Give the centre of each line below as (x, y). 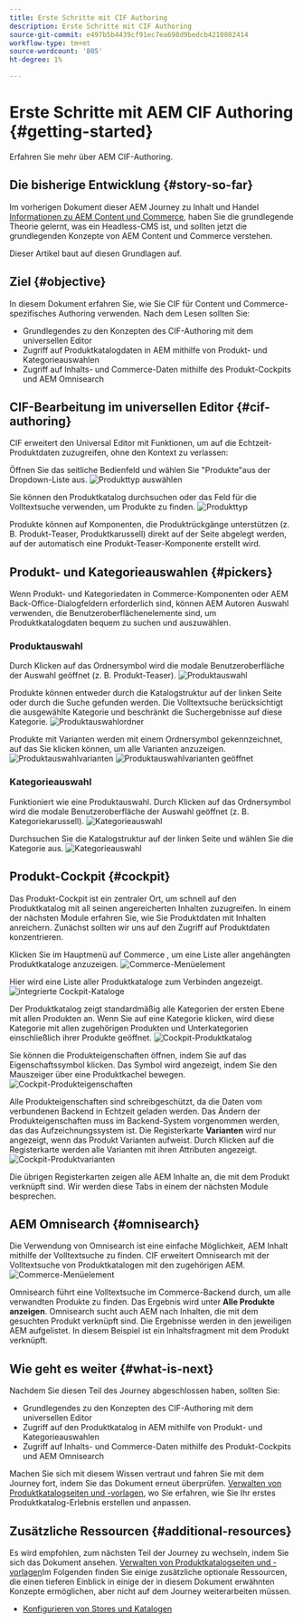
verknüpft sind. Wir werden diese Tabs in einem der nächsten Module (139, 1186)
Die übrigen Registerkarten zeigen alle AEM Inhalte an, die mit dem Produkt (149, 1176)
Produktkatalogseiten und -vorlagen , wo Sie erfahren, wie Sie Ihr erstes (142, 1493)
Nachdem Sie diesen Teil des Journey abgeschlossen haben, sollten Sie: (145, 1390)
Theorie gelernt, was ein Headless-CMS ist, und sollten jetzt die (128, 226)
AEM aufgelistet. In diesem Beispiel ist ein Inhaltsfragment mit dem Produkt (149, 1331)
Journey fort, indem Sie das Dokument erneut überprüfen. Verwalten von (146, 1484)
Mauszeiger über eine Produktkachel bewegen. (98, 1074)
